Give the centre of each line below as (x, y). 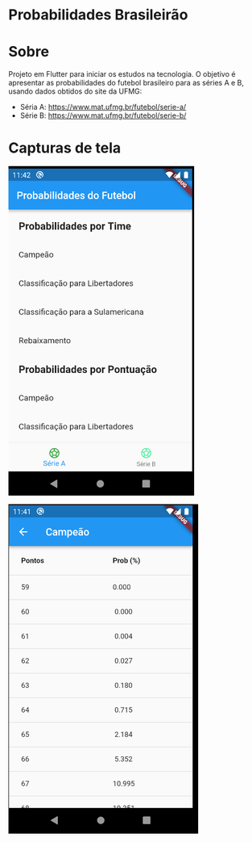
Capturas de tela (65, 148)
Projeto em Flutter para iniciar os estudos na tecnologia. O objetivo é (122, 74)
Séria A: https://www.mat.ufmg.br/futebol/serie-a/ (103, 107)
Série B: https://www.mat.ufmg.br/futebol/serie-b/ (103, 115)
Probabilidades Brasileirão (98, 15)
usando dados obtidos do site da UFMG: (75, 91)
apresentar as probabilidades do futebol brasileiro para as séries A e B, (126, 83)
